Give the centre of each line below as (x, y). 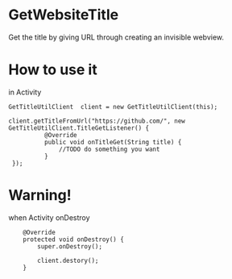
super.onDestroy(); (70, 246)
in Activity (25, 92)
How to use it (53, 70)
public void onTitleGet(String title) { (113, 142)
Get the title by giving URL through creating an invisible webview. (116, 37)
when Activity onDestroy (49, 217)
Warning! (40, 196)
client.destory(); (68, 260)
